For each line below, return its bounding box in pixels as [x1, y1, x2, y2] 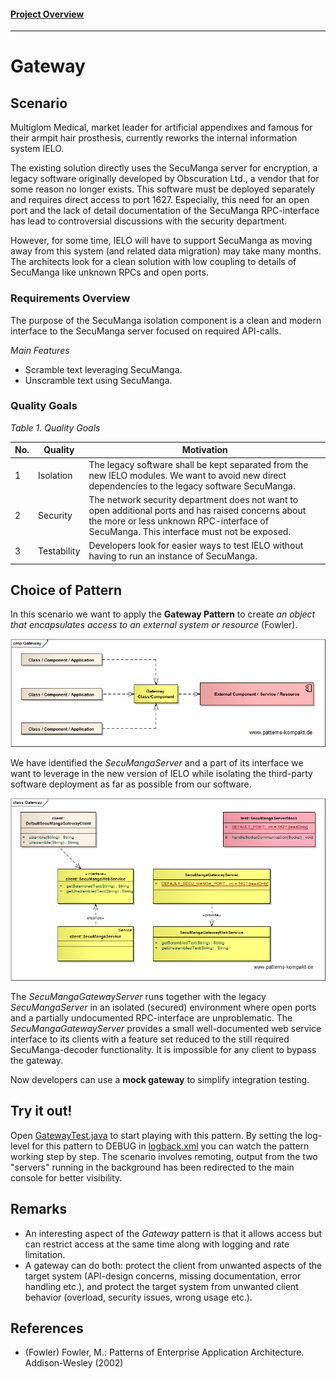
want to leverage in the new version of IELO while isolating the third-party [10, 768, 313, 780]
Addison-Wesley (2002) [24, 1357, 124, 1369]
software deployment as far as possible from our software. [10, 778, 252, 790]
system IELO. [10, 143, 65, 155]
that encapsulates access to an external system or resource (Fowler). [10, 619, 298, 631]
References [10, 1320, 84, 1337]
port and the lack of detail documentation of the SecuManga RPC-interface [10, 205, 320, 217]
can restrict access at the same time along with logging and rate [24, 1238, 290, 1250]
